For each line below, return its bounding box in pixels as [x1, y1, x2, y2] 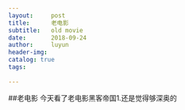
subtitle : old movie [8, 26, 83, 34]
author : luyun [8, 41, 69, 49]
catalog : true [8, 56, 56, 64]
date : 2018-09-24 [8, 33, 87, 42]
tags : [8, 63, 26, 71]
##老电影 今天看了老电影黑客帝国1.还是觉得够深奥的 [8, 93, 177, 103]
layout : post [8, 11, 66, 20]
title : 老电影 [8, 19, 69, 27]
